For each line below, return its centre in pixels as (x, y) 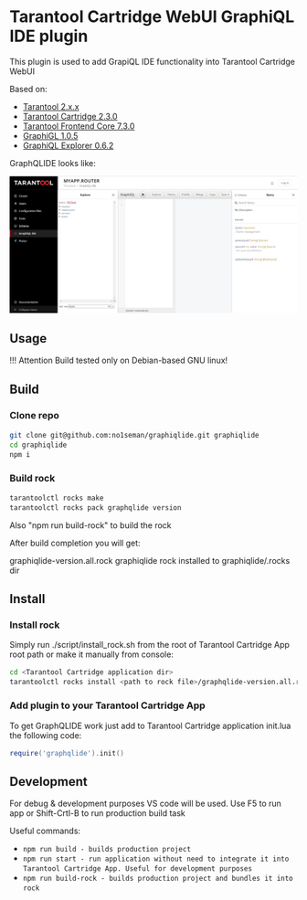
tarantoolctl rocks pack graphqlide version (95, 508)
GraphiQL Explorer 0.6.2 (68, 145)
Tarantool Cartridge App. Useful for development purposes (138, 869)
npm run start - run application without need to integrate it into (156, 859)
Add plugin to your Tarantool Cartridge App (107, 705)
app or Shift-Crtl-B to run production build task (97, 813)
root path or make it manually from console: (91, 654)
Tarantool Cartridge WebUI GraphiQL (152, 17)
